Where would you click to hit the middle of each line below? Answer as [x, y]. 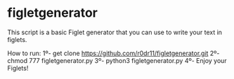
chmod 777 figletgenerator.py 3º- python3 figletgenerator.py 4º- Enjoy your [117, 60]
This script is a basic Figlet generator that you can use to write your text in [115, 32]
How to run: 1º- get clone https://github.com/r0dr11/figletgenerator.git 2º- [113, 53]
